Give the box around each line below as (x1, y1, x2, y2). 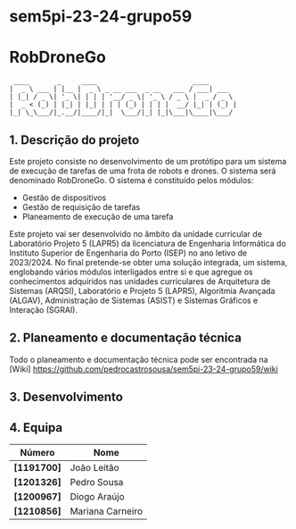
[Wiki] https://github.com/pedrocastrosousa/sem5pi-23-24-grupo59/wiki (9, 364, 278, 374)
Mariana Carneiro (70, 505, 144, 517)
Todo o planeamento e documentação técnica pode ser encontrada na (9, 354, 269, 365)
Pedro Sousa (70, 475, 124, 488)
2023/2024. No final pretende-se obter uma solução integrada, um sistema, (9, 256, 288, 267)
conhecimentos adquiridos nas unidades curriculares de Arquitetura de (9, 275, 271, 287)
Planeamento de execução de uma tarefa (21, 211, 174, 222)
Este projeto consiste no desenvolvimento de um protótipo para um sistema (9, 155, 287, 166)
